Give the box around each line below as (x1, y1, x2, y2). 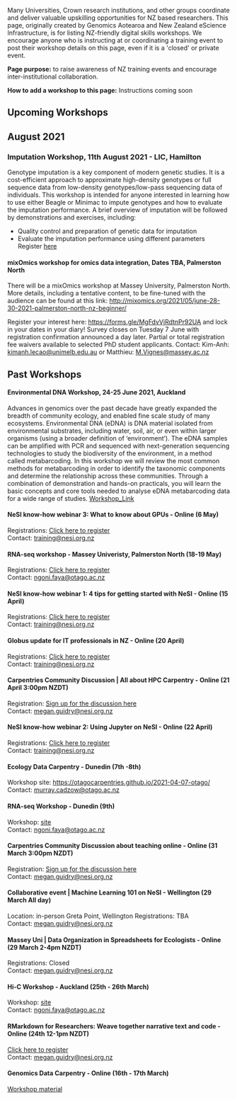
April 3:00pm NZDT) (7, 684, 69, 692)
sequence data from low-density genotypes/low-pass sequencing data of (7, 183, 223, 192)
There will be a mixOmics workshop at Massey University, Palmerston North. (7, 281, 231, 290)
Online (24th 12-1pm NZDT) (7, 1029, 90, 1038)
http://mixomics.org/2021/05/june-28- (109, 297, 221, 305)
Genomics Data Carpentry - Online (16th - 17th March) (7, 1069, 169, 1077)
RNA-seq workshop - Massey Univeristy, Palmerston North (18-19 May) (7, 550, 221, 558)
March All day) (7, 896, 52, 905)
